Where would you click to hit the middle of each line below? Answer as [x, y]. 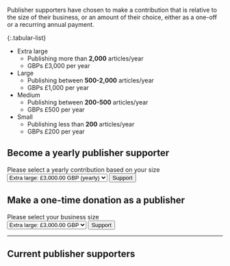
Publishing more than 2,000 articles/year [85, 58]
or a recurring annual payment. [51, 24]
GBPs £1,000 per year [58, 88]
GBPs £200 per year [56, 131]
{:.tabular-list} [27, 38]
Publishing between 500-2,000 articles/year [90, 80]
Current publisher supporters [71, 254]
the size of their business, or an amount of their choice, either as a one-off [112, 17]
